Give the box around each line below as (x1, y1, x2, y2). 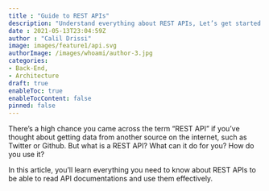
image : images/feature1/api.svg (8, 42, 117, 50)
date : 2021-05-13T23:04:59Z (8, 27, 106, 35)
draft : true (8, 79, 48, 87)
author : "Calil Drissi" (8, 34, 92, 43)
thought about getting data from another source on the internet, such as (8, 132, 247, 142)
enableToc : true (8, 86, 63, 95)
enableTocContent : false (8, 94, 92, 102)
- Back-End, (8, 64, 48, 73)
